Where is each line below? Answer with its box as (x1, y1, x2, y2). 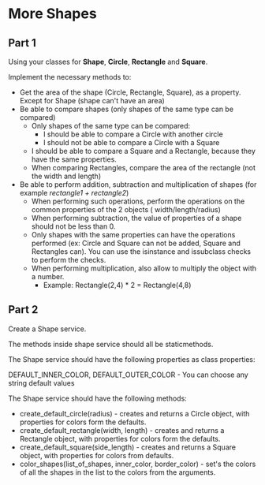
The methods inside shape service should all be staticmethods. (8, 339, 214, 349)
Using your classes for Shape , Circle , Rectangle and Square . (8, 57, 208, 66)
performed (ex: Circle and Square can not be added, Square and (31, 238, 241, 248)
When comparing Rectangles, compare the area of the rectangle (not (31, 163, 256, 172)
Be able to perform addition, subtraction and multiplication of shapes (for (19, 180, 257, 189)
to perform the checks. (31, 256, 106, 264)
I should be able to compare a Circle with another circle (43, 129, 223, 139)
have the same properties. (31, 155, 117, 164)
